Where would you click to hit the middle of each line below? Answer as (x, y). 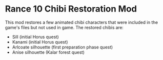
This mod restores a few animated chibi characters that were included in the (81, 22)
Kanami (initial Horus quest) (40, 42)
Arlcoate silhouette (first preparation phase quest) (62, 47)
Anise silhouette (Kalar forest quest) (48, 52)
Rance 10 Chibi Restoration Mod (71, 9)
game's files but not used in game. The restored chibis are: (64, 27)
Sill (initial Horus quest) (35, 37)
